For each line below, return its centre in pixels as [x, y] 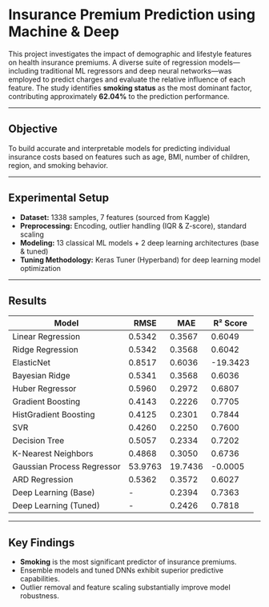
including [24, 70]
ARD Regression [43, 480]
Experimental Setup [59, 198]
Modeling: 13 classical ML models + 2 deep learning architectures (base [139, 242]
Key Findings [42, 543]
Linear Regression [46, 337]
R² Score [231, 323]
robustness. [40, 596]
